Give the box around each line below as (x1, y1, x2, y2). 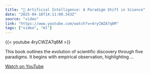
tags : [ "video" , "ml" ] (5, 26, 52, 31)
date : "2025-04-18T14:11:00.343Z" (5, 12, 77, 17)
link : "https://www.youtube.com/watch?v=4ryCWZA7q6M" (5, 21, 119, 26)
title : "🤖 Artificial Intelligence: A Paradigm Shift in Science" (5, 7, 146, 12)
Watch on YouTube (5, 64, 44, 70)
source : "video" (5, 16, 39, 21)
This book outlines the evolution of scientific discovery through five (5, 49, 143, 55)
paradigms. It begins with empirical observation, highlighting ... (5, 54, 134, 60)
